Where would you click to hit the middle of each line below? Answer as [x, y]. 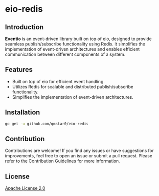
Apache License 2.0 [25, 188]
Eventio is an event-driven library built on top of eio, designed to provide [79, 39]
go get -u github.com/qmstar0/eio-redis [47, 124]
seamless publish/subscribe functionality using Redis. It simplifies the [75, 44]
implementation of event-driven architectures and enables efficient [72, 49]
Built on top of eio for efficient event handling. [58, 81]
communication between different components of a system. [65, 54]
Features [19, 70]
